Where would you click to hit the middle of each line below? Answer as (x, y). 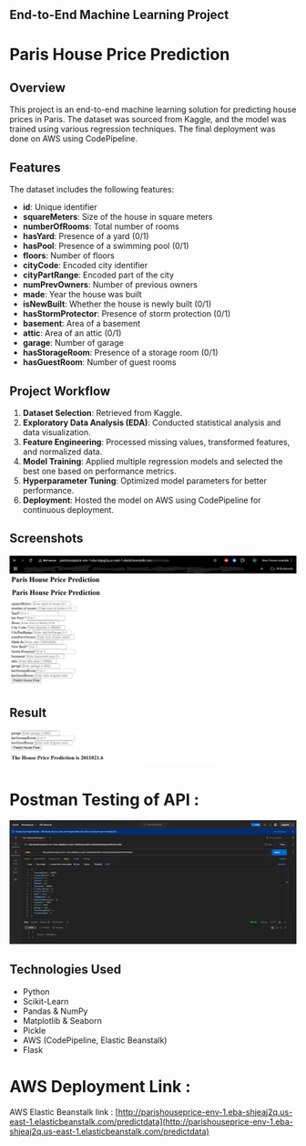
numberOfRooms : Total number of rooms (101, 226)
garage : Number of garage (73, 343)
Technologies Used (65, 969)
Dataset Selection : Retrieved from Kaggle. (102, 413)
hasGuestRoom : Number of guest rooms (99, 362)
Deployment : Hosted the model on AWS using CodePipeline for (142, 500)
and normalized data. (62, 452)
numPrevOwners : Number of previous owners (110, 285)
